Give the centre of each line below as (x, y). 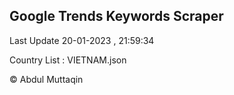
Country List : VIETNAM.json (68, 60)
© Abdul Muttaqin (46, 79)
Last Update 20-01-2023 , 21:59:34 (82, 40)
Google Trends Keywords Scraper (116, 16)
